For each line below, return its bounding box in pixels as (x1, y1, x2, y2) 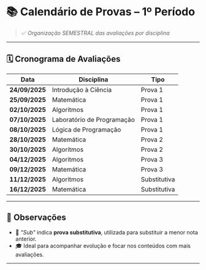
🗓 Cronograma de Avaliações (6, 54, 121, 64)
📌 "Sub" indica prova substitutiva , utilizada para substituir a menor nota (15, 228, 198, 236)
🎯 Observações (6, 212, 66, 223)
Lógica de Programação (51, 125, 121, 133)
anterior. (15, 235, 37, 242)
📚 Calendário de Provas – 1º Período (6, 5, 195, 19)
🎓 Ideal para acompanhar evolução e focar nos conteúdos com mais (15, 242, 191, 249)
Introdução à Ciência (51, 85, 112, 94)
